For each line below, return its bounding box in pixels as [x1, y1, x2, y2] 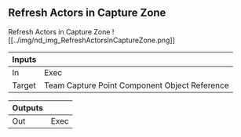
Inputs [12, 54, 37, 65]
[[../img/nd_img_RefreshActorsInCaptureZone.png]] [8, 35, 175, 45]
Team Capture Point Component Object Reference [44, 80, 229, 91]
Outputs [12, 102, 43, 113]
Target [12, 80, 37, 91]
